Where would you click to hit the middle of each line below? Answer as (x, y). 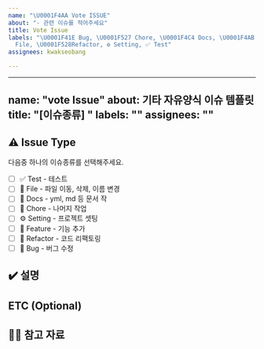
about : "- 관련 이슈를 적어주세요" (58, 23)
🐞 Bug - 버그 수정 (46, 248)
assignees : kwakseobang (47, 52)
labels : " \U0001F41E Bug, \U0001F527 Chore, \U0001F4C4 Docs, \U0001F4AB (132, 37)
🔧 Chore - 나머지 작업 (53, 209)
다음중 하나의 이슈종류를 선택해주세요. (66, 162)
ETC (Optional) (45, 306)
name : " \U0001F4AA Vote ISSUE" (59, 15)
